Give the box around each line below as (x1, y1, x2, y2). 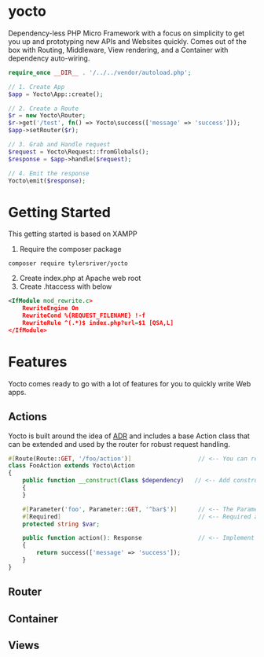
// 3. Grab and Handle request (8, 141, 111, 149)
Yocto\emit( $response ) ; (8, 176, 86, 185)
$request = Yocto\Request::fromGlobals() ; (8, 148, 149, 156)
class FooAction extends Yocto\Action (8, 462, 135, 470)
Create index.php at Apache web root (19, 274, 141, 283)
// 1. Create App (8, 83, 65, 90)
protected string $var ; (22, 520, 101, 528)
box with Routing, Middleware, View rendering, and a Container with (8, 45, 229, 54)
